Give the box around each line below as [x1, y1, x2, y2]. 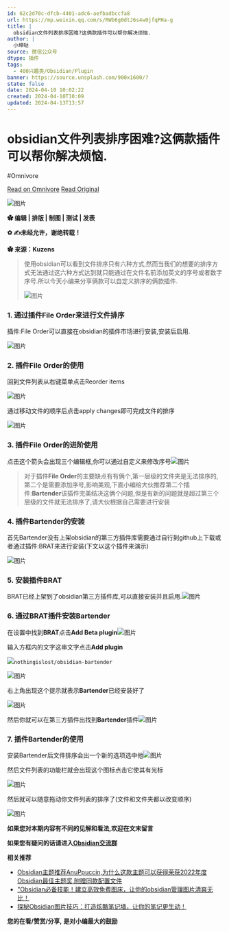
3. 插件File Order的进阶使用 [7, 441, 98, 450]
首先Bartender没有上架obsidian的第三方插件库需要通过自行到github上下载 [7, 533, 215, 542]
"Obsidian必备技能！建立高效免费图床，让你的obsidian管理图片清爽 [16, 885, 208, 894]
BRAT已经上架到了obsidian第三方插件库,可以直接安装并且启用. [7, 592, 182, 601]
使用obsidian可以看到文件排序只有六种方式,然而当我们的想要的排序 [23, 259, 213, 268]
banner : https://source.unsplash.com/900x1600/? [7, 74, 149, 81]
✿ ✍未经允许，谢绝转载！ [7, 228, 81, 236]
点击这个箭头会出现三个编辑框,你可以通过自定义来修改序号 [7, 457, 171, 465]
